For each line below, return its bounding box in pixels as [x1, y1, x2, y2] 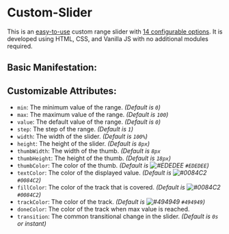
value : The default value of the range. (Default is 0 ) [16, 118, 161, 126]
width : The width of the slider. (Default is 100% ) [16, 132, 148, 141]
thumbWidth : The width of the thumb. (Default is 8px [16, 147, 161, 155]
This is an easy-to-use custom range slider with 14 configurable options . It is [7, 27, 223, 36]
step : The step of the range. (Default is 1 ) [16, 125, 134, 133]
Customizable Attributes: [7, 85, 117, 96]
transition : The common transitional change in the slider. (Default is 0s [16, 212, 219, 220]
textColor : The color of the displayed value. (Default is [16, 169, 172, 177]
